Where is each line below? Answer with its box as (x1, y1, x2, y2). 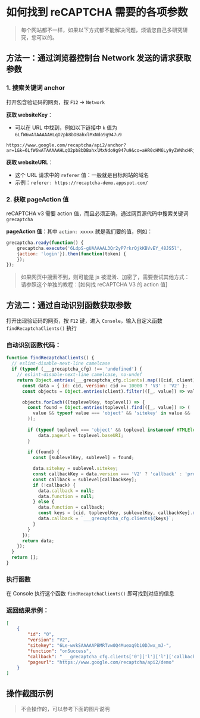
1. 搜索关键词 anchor (6, 84, 65, 92)
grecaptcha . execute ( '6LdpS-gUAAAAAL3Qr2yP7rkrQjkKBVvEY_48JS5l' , (17, 245, 183, 251)
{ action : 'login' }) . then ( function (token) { (17, 250, 127, 257)
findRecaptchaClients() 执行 (6, 325, 77, 332)
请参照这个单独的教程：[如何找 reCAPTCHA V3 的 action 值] (20, 281, 168, 288)
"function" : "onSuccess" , (27, 648, 92, 654)
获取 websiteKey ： (6, 111, 54, 118)
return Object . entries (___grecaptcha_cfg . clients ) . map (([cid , (17, 377, 174, 383)
